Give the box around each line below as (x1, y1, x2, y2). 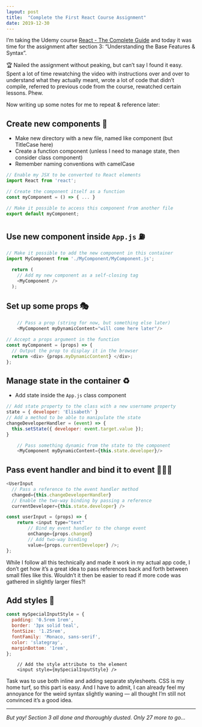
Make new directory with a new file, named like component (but (14, 135, 173, 142)
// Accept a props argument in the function (6, 336, 120, 343)
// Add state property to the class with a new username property (6, 403, 176, 409)
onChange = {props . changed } (28, 531, 93, 537)
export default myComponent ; (6, 211, 79, 217)
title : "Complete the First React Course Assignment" (6, 14, 147, 21)
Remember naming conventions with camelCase (14, 161, 135, 168)
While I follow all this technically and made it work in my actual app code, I (6, 559, 191, 566)
